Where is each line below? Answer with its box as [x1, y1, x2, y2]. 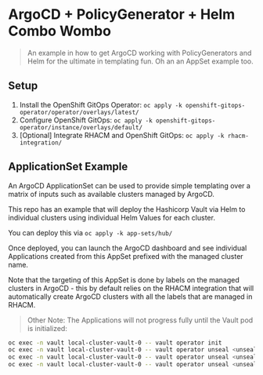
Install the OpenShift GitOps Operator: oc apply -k [19, 100, 182, 109]
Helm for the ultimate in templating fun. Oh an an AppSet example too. [27, 56, 254, 66]
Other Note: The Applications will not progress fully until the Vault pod [27, 315, 254, 325]
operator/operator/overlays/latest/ [19, 108, 139, 116]
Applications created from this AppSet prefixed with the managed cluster [8, 251, 244, 260]
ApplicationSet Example [8, 160, 128, 173]
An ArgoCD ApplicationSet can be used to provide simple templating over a [8, 180, 250, 190]
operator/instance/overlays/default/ [19, 123, 143, 131]
